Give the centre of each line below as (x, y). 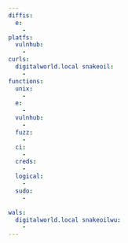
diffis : (21, 15)
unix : (24, 88)
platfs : (21, 37)
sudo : (24, 191)
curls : (19, 60)
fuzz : (24, 132)
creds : (26, 162)
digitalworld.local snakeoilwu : (68, 220)
